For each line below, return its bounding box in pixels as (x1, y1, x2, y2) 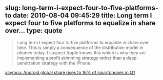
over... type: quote (5, 27, 62, 35)
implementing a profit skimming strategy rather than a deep (17, 55, 137, 61)
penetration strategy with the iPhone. (17, 60, 92, 66)
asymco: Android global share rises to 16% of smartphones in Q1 (5, 69, 135, 75)
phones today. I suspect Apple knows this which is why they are (17, 49, 146, 55)
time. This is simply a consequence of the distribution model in (17, 45, 143, 50)
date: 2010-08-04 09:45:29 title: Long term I (13, 12, 152, 20)
